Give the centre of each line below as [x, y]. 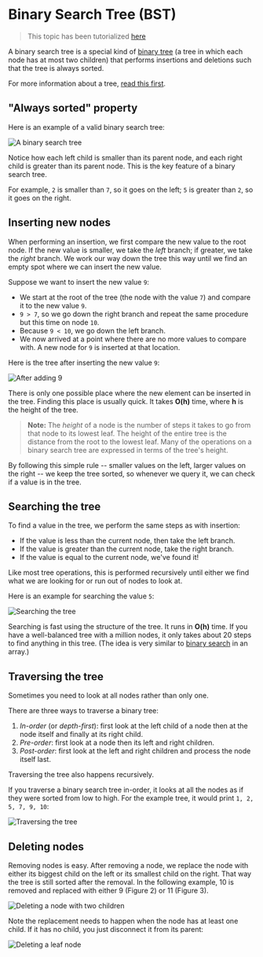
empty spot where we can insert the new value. [85, 267]
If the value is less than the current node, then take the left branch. [127, 541]
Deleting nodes [46, 847]
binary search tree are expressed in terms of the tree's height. [128, 450]
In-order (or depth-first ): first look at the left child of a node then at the [134, 726]
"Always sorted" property [73, 108]
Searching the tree [55, 506]
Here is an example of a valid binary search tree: [86, 127]
